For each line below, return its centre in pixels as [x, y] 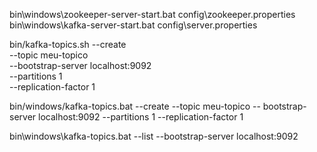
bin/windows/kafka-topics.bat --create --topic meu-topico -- [135, 106]
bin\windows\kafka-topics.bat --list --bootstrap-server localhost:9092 [154, 136]
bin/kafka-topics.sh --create [68, 44]
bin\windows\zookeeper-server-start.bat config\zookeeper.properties [152, 14]
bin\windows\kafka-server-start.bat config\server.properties [133, 25]
